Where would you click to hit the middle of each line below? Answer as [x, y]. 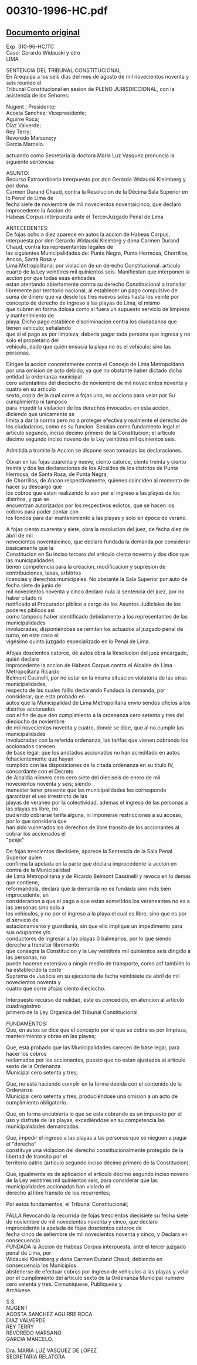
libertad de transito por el [37, 1156]
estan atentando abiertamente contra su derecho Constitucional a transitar [96, 284]
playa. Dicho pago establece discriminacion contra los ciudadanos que [92, 322]
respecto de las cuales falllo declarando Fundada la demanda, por [86, 690]
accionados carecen [31, 746]
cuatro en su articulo [31, 389]
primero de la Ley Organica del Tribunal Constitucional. [73, 1012]
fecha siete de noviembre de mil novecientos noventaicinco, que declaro [94, 204]
